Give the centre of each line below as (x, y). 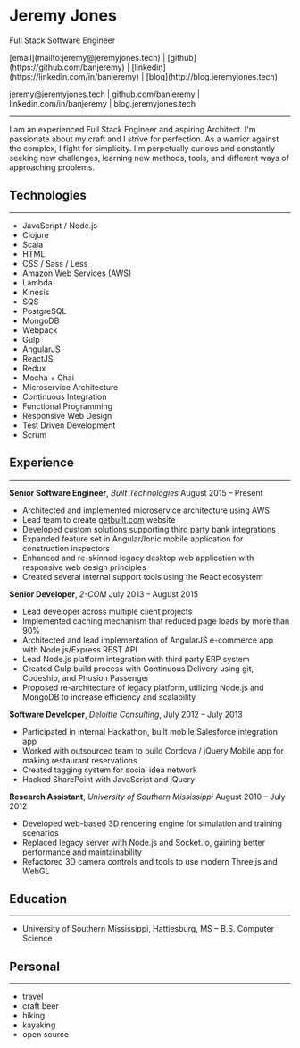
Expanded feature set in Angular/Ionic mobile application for (133, 539)
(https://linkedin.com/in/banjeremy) (75, 76)
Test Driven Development (69, 425)
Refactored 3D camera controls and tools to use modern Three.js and (150, 861)
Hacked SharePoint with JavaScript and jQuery (108, 779)
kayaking (39, 1025)
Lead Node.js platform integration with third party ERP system (136, 659)
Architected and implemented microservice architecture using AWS (146, 510)
